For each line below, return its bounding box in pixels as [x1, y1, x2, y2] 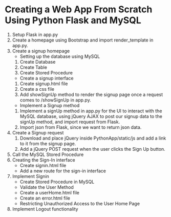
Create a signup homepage [12, 48, 70, 54]
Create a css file [19, 86, 55, 92]
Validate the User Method [19, 184, 74, 190]
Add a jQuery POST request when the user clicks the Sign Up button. [19, 146, 166, 152]
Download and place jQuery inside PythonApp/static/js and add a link [19, 135, 166, 141]
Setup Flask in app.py [12, 31, 58, 37]
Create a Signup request [12, 129, 64, 135]
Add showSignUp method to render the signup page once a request [19, 91, 163, 97]
